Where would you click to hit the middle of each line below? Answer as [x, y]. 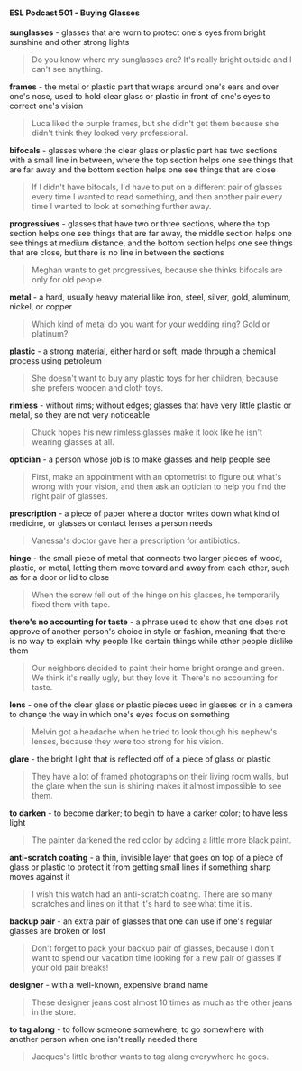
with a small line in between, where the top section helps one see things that [151, 160]
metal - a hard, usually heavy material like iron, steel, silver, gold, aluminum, [150, 297]
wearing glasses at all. [73, 442]
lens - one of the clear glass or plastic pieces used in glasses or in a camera [151, 705]
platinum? [50, 334]
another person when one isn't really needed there [104, 1039]
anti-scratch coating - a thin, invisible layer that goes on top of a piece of [146, 858]
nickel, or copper [41, 307]
